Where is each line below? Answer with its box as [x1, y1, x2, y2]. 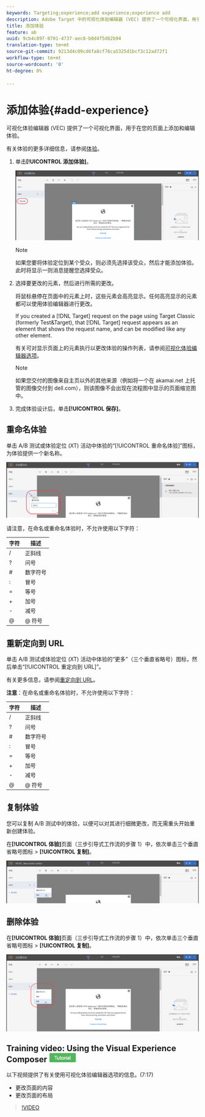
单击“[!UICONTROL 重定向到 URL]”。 [11, 663, 105, 670]
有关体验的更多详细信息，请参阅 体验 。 [6, 145, 103, 153]
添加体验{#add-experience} [6, 103, 149, 117]
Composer [6, 1054, 48, 1065]
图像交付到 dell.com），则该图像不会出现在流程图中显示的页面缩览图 [26, 384, 196, 392]
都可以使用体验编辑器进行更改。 [15, 300, 96, 307]
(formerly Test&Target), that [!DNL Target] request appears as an [15, 318, 178, 326]
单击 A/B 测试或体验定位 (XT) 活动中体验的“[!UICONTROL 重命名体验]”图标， [6, 442, 198, 449]
